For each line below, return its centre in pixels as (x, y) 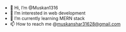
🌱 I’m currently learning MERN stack (47, 18)
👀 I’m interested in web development (48, 13)
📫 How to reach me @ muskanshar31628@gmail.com (65, 24)
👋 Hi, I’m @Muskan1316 (34, 8)
